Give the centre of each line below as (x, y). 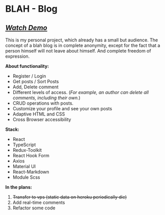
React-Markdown (31, 172)
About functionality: (27, 66)
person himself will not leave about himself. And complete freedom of (78, 51)
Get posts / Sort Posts (36, 81)
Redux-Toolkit (27, 150)
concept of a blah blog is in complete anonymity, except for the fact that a (83, 45)
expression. (18, 56)
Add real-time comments (39, 202)
